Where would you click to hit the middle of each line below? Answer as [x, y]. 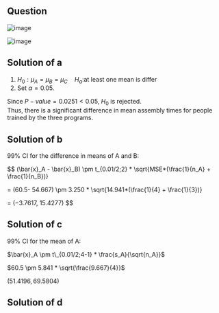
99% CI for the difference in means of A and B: [73, 156]
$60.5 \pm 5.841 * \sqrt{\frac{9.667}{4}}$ [66, 268]
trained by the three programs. [50, 118]
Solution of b [35, 139]
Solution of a [35, 63]
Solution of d [35, 302]
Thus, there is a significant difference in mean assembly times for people [110, 111]
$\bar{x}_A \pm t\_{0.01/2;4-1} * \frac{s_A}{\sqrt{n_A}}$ [86, 254]
